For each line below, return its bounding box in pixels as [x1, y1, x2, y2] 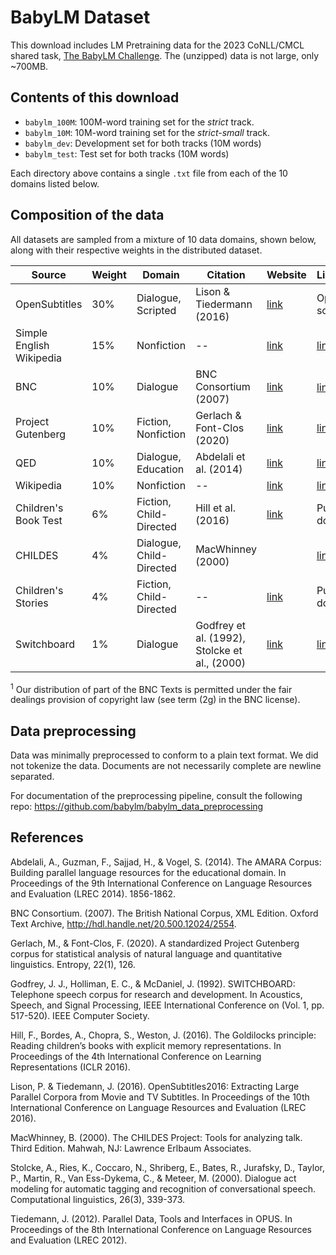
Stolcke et [195, 643, 243, 657]
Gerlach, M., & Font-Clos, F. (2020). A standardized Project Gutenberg [10, 937, 300, 949]
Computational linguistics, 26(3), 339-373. [10, 1193, 186, 1205]
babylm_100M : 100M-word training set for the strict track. [24, 116, 255, 128]
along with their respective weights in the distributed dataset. [10, 244, 263, 256]
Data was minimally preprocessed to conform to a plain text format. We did [10, 749, 319, 761]
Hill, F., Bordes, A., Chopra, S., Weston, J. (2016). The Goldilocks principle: [10, 1029, 317, 1041]
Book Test [15, 513, 63, 527]
